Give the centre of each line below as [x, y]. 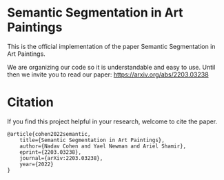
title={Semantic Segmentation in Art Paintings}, [92, 140]
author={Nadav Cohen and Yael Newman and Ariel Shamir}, [103, 146]
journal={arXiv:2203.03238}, [61, 158]
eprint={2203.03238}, [50, 152]
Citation [30, 102]
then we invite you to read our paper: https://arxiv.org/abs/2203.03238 [108, 74]
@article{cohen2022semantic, [49, 134]
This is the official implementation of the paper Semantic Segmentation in [111, 46]
